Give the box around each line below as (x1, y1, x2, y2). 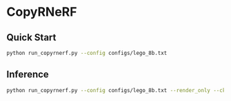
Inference (6, 69, 49, 80)
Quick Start (6, 32, 57, 43)
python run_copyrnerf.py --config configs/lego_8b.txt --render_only (6, 87, 211, 93)
